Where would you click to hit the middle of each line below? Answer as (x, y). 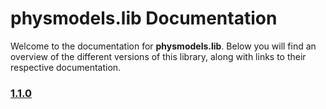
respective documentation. (66, 67)
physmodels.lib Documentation (144, 18)
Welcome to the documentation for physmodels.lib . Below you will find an (163, 46)
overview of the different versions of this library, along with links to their (158, 56)
